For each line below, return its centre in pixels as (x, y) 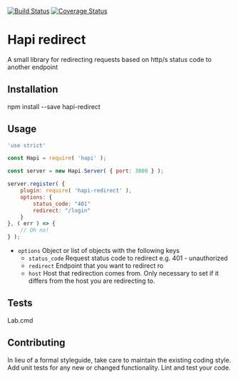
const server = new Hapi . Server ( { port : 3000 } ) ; (86, 171)
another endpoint (33, 67)
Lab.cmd (20, 320)
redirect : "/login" (62, 210)
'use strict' (27, 145)
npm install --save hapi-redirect (54, 106)
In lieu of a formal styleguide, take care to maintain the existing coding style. (119, 360)
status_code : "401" (62, 204)
